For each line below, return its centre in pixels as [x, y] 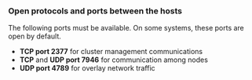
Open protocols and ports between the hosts [95, 11]
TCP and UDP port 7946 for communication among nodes [113, 60]
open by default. [35, 36]
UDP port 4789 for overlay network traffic [87, 68]
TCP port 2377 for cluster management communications [111, 52]
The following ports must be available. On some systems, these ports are [126, 28]
